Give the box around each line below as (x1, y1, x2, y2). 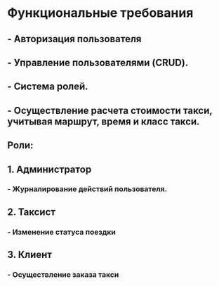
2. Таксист (7, 206, 56, 218)
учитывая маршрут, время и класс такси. (7, 115, 200, 127)
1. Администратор (7, 163, 92, 175)
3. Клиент (7, 249, 53, 261)
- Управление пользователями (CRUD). (7, 56, 189, 68)
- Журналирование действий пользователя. (7, 184, 167, 194)
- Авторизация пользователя (7, 33, 142, 45)
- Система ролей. (7, 81, 89, 93)
